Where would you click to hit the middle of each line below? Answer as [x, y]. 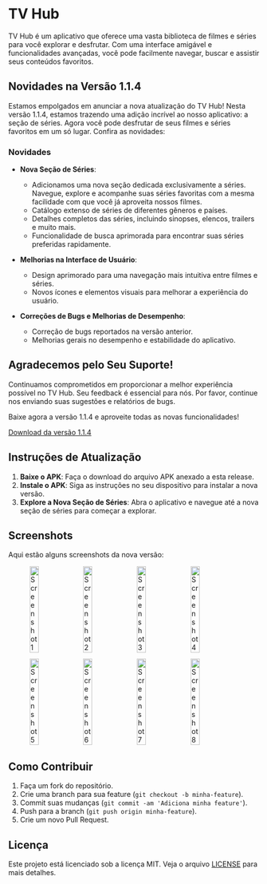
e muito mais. [54, 228]
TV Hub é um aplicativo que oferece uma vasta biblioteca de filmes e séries [132, 36]
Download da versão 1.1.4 [50, 432]
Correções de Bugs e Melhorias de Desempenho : [102, 316]
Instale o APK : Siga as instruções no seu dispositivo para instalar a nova [139, 485]
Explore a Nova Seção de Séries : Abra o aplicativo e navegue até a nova [139, 502]
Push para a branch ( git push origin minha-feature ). [108, 811]
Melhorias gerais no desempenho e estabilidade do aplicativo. [133, 340]
